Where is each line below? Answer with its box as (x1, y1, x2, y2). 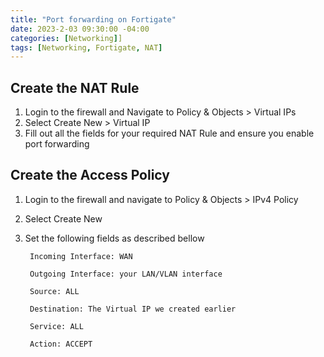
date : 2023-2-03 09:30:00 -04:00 (10, 24, 150, 34)
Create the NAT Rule (10, 79, 140, 96)
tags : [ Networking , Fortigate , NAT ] (10, 42, 163, 53)
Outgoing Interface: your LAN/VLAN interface (29, 269, 223, 279)
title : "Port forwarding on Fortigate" (10, 14, 177, 25)
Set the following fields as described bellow (24, 232, 205, 244)
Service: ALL (29, 321, 84, 331)
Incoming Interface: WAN (29, 251, 133, 261)
